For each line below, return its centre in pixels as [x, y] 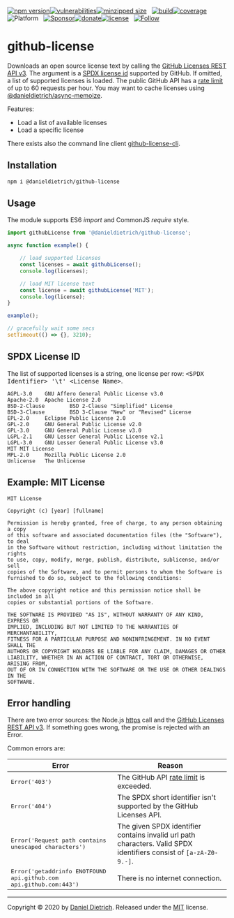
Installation [32, 165]
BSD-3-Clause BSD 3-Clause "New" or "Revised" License [99, 412]
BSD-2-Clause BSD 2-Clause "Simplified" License [90, 406]
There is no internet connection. [170, 878]
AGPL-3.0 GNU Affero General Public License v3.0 [85, 394]
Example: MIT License [56, 482]
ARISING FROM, [28, 664]
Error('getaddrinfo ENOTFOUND [58, 872]
